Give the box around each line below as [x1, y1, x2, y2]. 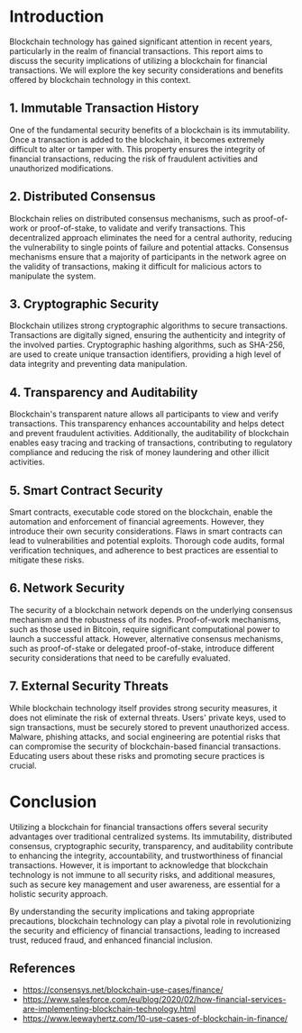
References [9, 960, 76, 975]
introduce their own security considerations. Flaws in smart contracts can [9, 526, 283, 536]
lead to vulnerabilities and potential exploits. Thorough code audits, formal [9, 535, 286, 546]
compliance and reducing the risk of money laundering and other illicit [9, 447, 270, 458]
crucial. [9, 760, 38, 771]
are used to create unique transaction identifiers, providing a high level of [9, 349, 282, 360]
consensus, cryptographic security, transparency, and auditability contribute [9, 840, 294, 851]
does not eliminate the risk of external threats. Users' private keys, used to [9, 712, 287, 723]
